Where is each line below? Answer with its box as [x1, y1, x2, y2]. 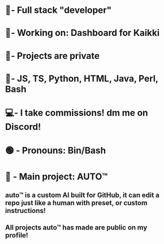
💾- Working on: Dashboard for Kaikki [5, 27, 160, 39]
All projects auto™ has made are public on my [5, 224, 148, 232]
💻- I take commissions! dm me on [5, 107, 148, 119]
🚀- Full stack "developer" [5, 4, 112, 16]
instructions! [5, 206, 46, 215]
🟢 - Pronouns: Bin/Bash [5, 145, 106, 156]
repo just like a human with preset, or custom [5, 199, 148, 207]
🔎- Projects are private [5, 50, 100, 61]
